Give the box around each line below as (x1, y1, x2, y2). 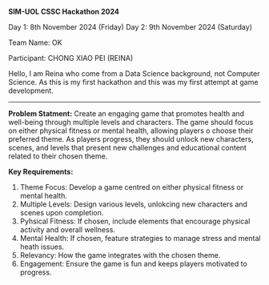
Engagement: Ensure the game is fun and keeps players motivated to (19, 259, 248, 268)
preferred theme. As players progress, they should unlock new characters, (8, 134, 254, 143)
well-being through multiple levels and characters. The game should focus (8, 118, 254, 126)
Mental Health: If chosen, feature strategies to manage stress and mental (19, 234, 261, 243)
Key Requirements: (8, 167, 74, 176)
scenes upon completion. (19, 208, 104, 217)
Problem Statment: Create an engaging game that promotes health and (8, 109, 245, 118)
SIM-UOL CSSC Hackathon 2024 (8, 7, 120, 16)
